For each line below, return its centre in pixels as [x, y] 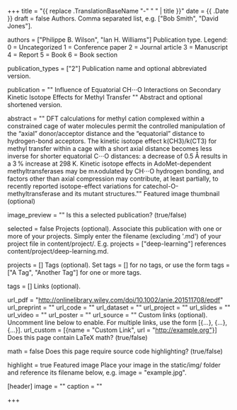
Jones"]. [20, 26]
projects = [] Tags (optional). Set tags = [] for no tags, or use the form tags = [119, 265]
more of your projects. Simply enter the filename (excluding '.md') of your [114, 236]
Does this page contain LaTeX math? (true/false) [77, 337]
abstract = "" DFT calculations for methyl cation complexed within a [106, 118]
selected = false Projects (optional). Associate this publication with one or [115, 229]
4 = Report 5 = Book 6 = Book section [63, 55]
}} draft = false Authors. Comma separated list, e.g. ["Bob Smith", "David [113, 18]
